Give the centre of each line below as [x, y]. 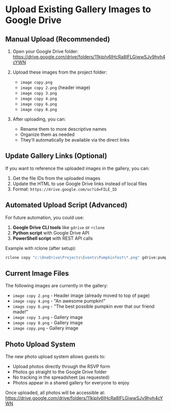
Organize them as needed [47, 134]
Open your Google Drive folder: [46, 51]
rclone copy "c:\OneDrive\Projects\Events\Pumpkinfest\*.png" [73, 257]
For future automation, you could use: [45, 217]
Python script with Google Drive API [51, 233]
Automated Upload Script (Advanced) [66, 205]
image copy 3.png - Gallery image [48, 317]
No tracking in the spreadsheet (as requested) [61, 377]
